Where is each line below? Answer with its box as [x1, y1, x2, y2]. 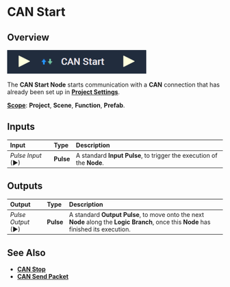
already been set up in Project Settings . [7, 88, 120, 96]
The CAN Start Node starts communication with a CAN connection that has [7, 80, 220, 89]
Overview [7, 32, 50, 43]
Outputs [7, 180, 43, 192]
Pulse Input [10, 151, 42, 159]
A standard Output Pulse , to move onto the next [68, 210, 204, 218]
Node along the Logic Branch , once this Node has [68, 218, 211, 226]
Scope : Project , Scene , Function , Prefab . [7, 101, 125, 109]
